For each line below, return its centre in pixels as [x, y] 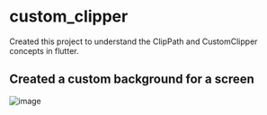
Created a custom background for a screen [132, 80]
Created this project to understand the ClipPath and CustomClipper [133, 41]
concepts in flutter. [44, 50]
